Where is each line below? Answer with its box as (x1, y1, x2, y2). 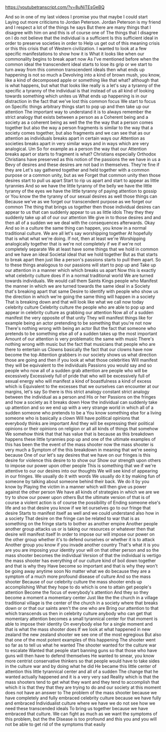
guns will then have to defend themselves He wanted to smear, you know (5, 653, 155, 658)
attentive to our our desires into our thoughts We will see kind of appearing (5, 468, 158, 474)
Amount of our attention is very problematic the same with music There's (5, 336, 155, 342)
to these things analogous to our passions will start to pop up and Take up (5, 262, 156, 268)
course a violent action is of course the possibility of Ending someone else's (5, 499, 161, 505)
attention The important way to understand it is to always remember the (5, 109, 152, 115)
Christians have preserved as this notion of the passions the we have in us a (5, 157, 161, 162)
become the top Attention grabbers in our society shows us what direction (5, 352, 157, 357)
